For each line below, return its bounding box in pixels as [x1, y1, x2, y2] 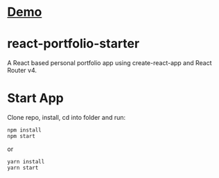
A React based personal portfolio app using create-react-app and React [7, 59, 213, 67]
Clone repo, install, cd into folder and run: [7, 114, 126, 122]
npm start [7, 133, 36, 140]
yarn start [7, 164, 39, 172]
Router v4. [7, 66, 37, 75]
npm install [7, 127, 42, 134]
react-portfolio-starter [7, 36, 140, 52]
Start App [7, 91, 64, 106]
